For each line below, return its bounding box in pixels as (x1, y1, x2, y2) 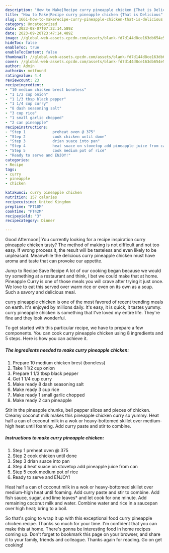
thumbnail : (5, 54, 28, 60)
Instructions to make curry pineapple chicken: (5, 434, 104, 440)
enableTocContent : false (5, 49, 57, 54)
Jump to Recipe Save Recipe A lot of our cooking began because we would (5, 268, 161, 274)
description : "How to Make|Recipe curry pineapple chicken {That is (5, 7, 152, 13)
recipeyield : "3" (5, 213, 42, 218)
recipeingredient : (5, 82, 44, 87)
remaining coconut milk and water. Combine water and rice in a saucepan (5, 500, 158, 506)
